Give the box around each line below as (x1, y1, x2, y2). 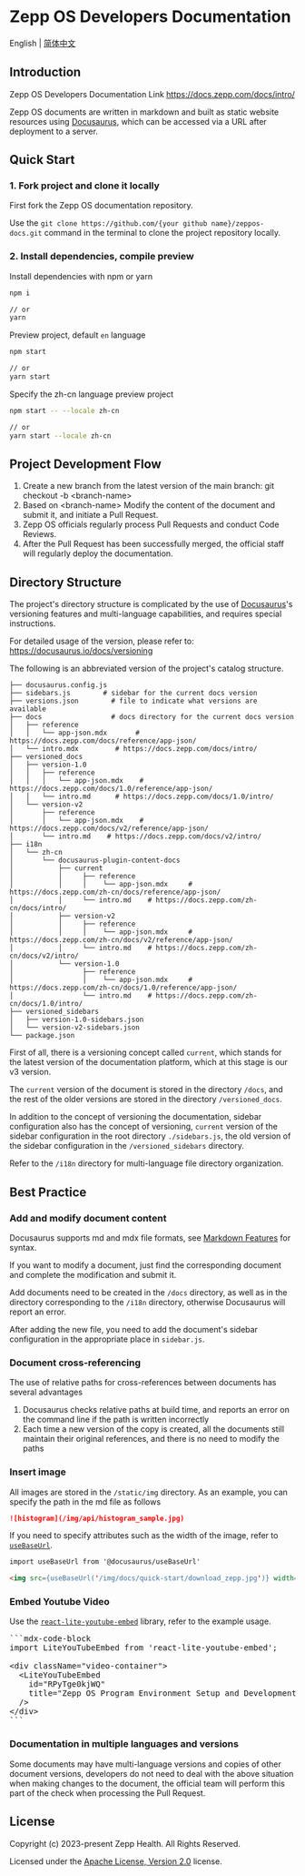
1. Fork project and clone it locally (9, 179, 161, 192)
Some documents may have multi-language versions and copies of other (9, 1759, 281, 1770)
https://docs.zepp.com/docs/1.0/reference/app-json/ (9, 785, 213, 794)
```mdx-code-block (9, 1634, 92, 1644)
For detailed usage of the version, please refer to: (9, 635, 194, 647)
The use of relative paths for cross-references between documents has (9, 1377, 277, 1388)
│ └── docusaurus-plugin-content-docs (9, 856, 181, 866)
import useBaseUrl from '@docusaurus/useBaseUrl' (9, 1557, 202, 1567)
